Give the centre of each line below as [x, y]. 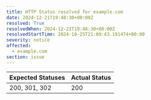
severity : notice [28, 40]
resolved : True [25, 23]
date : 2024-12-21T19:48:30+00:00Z [50, 18]
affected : [19, 46]
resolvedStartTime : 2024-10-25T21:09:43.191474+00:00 [76, 35]
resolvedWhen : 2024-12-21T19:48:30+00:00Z [61, 29]
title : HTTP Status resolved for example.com [65, 12]
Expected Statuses [37, 78]
